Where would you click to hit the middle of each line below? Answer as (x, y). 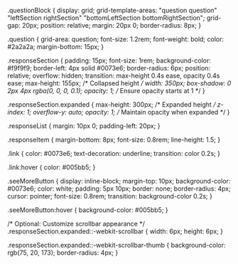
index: (16, 112)
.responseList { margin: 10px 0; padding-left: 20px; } (84, 126)
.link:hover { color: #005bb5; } (52, 167)
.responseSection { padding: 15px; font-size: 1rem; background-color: (109, 60)
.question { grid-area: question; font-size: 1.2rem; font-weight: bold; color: (115, 39)
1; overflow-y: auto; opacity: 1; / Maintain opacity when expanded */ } (128, 112)
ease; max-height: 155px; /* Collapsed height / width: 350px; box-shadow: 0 (119, 83)
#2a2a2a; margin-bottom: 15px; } (56, 47)
